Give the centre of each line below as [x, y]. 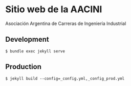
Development [27, 39]
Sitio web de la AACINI [54, 9]
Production [24, 67]
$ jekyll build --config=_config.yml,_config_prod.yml [65, 78]
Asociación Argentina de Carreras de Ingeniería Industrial [66, 23]
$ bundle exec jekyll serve [35, 51]
